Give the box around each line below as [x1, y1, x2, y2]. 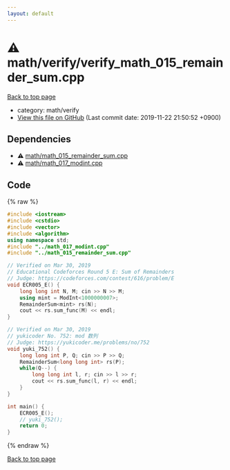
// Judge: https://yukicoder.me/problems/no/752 [7, 339, 150, 346]
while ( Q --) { [19, 365, 57, 372]
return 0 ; [19, 422, 48, 430]
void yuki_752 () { [7, 345, 60, 352]
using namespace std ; [7, 236, 70, 243]
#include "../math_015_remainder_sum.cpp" [7, 250, 131, 256]
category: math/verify [17, 105, 79, 114]
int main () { [7, 403, 45, 410]
